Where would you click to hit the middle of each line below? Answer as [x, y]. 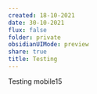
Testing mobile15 [35, 81]
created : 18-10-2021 [42, 15]
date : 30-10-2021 [36, 23]
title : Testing [33, 60]
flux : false [27, 30]
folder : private [34, 37]
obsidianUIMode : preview [48, 45]
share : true [27, 52]
